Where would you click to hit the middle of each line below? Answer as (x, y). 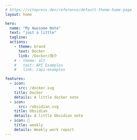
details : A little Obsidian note (49, 116)
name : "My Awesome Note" (35, 28)
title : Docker (29, 93)
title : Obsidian (31, 111)
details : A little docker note (46, 97)
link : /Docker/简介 (37, 56)
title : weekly (29, 125)
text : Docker (32, 51)
